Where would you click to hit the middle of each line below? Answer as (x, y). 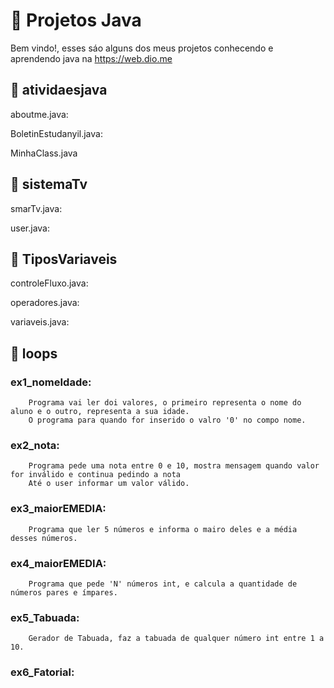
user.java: (30, 228)
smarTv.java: (36, 208)
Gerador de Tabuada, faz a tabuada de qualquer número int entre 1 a (176, 639)
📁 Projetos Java (76, 20)
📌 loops (34, 353)
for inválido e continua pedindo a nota (96, 475)
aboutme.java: (39, 114)
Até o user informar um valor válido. (109, 484)
